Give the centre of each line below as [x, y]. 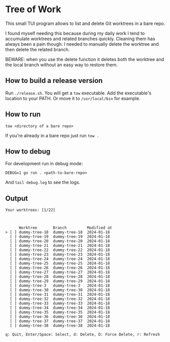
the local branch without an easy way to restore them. [62, 65]
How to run [23, 115]
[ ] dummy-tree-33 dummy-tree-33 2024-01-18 [60, 303]
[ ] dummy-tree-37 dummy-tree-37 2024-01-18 [60, 321]
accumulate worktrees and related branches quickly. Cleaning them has [80, 39]
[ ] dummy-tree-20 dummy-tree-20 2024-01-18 [60, 241]
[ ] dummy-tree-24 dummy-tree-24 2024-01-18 [60, 259]
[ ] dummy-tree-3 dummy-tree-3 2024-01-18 [60, 286]
